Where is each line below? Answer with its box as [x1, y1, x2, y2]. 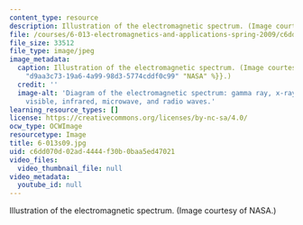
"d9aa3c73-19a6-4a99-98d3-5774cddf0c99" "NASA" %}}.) [25, 72, 232, 81]
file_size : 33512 [9, 38, 75, 48]
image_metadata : [9, 55, 70, 64]
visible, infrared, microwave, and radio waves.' [25, 96, 216, 106]
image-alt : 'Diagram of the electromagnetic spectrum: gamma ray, [17, 88, 272, 97]
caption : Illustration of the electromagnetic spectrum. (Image [17, 64, 264, 73]
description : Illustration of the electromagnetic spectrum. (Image [9, 22, 272, 31]
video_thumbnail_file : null [17, 164, 124, 173]
